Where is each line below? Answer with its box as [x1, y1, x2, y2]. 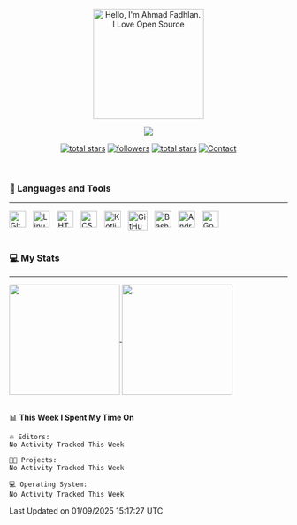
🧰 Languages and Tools [9, 182, 111, 194]
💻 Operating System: [9, 480, 88, 489]
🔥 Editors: [9, 432, 50, 441]
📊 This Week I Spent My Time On [9, 412, 134, 422]
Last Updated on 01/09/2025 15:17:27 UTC [9, 505, 164, 516]
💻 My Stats [9, 252, 60, 264]
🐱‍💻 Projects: [9, 455, 57, 464]
